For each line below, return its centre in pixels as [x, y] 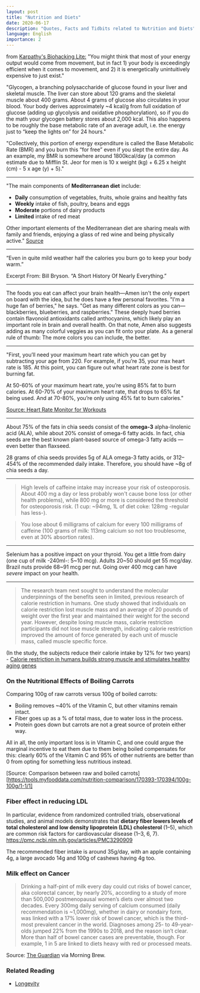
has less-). [34, 513]
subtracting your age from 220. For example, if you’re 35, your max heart [96, 361]
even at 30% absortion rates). [57, 537]
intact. [23, 712]
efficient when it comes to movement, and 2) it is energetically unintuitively [98, 69]
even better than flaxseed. [38, 446]
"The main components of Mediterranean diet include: [74, 186]
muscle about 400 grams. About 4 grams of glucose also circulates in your [98, 100]
